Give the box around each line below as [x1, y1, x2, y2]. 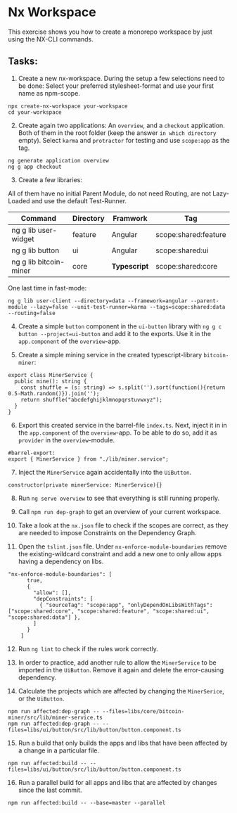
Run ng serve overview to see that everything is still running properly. [18, 494, 220, 502]
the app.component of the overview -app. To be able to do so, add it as [18, 428, 217, 437]
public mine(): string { [14, 378, 87, 385]
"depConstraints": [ [33, 595, 94, 602]
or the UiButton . [18, 694, 65, 703]
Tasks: [8, 56, 38, 68]
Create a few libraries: [18, 175, 83, 184]
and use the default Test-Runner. [31, 196, 127, 205]
